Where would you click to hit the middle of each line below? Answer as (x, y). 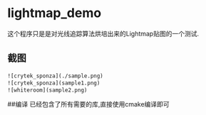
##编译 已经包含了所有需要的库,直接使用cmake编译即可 (88, 104)
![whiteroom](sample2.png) (47, 90)
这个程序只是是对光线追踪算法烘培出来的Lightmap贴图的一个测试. (103, 33)
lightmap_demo (55, 13)
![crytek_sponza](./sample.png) (55, 76)
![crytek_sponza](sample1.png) (54, 83)
